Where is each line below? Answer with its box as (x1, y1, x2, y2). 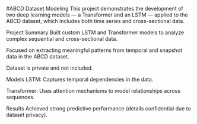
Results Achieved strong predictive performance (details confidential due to (6, 105, 191, 112)
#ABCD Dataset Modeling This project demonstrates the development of (6, 5, 183, 12)
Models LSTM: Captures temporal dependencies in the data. (6, 76, 154, 83)
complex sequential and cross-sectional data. (6, 35, 117, 42)
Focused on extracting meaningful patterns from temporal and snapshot (6, 47, 183, 54)
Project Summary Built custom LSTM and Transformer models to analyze (6, 29, 185, 36)
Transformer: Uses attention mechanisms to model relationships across (6, 87, 181, 94)
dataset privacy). (6, 112, 47, 118)
